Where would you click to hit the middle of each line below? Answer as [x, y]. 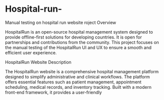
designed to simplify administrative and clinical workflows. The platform [78, 77]
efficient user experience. [31, 53]
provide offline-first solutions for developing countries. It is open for [73, 37]
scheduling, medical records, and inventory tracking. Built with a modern [78, 87]
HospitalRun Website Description [38, 62]
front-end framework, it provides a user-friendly [53, 92]
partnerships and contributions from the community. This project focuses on [82, 42]
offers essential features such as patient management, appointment [73, 82]
